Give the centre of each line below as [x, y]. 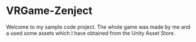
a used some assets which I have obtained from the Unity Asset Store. [91, 33]
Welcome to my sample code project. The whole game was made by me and [98, 27]
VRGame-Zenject [49, 11]
